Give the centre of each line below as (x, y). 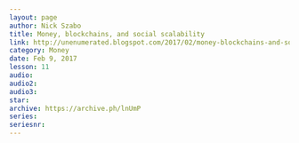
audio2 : (24, 83)
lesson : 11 (29, 68)
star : (19, 100)
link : (19, 42)
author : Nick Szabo (45, 26)
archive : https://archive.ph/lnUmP (75, 108)
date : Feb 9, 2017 (43, 59)
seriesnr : (28, 125)
